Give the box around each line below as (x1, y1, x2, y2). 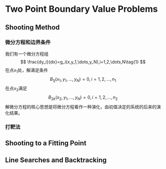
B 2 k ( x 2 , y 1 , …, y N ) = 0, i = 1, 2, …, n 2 (48, 95, 118, 101)
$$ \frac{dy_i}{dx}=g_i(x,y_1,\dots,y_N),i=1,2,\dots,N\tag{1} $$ (20, 59, 146, 65)
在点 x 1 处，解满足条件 (5, 67, 48, 74)
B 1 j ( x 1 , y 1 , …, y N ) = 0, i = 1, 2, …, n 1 (50, 76, 116, 83)
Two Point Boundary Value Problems (5, 3, 158, 15)
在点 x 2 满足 (5, 85, 27, 93)
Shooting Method (5, 23, 60, 32)
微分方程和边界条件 (5, 38, 51, 45)
